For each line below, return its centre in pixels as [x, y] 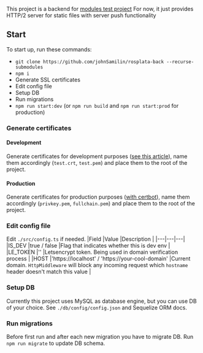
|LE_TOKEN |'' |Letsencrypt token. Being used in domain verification [92, 252]
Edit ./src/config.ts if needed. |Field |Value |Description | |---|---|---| [96, 239]
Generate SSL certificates [48, 80]
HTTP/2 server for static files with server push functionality [81, 15]
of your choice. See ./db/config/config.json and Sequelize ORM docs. [97, 307]
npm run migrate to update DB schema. [56, 343]
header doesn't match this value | [49, 271]
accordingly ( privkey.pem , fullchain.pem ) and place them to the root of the [101, 203]
